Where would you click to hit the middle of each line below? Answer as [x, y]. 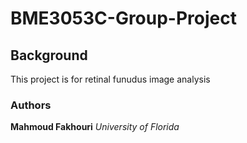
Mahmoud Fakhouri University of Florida [95, 127]
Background [49, 55]
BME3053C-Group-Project [123, 18]
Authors [31, 105]
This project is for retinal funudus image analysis [110, 79]
